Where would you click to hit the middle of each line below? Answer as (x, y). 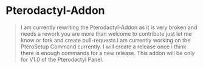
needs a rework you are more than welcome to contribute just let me (106, 33)
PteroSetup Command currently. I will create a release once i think (103, 47)
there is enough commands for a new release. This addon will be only (108, 53)
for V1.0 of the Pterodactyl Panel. (62, 59)
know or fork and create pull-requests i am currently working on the (105, 40)
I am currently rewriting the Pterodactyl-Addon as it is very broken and (109, 27)
